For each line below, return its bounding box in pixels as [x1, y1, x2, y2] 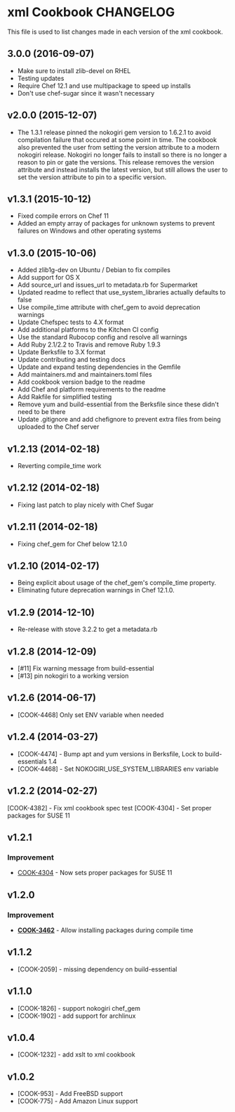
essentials [17, 757, 47, 765]
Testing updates [17, 74, 65, 82]
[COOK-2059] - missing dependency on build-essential [17, 964, 177, 974]
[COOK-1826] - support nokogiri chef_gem [17, 1004, 141, 1012]
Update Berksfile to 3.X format [17, 348, 106, 356]
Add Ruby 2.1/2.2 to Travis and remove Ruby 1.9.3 [17, 340, 161, 349]
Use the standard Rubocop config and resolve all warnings [17, 333, 187, 342]
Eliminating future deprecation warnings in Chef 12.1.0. [17, 586, 175, 595]
